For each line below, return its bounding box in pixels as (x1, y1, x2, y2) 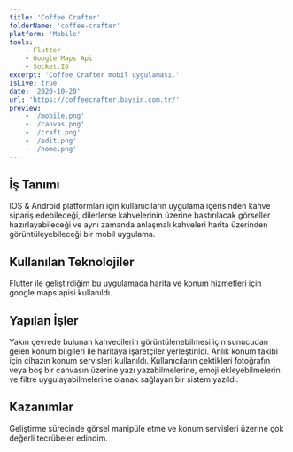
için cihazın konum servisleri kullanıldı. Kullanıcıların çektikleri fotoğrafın (9, 356, 271, 366)
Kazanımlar (9, 400, 73, 415)
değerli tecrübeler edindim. (9, 433, 108, 443)
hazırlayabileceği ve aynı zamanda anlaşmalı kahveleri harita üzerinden (9, 219, 268, 230)
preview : (9, 103, 42, 112)
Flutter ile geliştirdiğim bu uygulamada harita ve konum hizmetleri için (9, 278, 262, 288)
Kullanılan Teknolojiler (9, 254, 135, 270)
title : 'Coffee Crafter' (9, 12, 101, 22)
